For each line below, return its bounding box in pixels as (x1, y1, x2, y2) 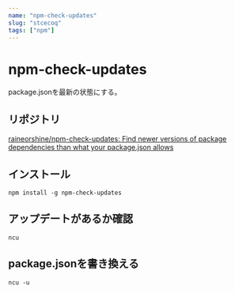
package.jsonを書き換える (8, 257, 139, 271)
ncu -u (8, 278, 30, 287)
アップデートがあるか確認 (8, 212, 133, 226)
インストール (8, 167, 71, 181)
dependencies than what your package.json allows (8, 143, 174, 152)
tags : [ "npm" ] (8, 26, 55, 34)
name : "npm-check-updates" (8, 11, 97, 20)
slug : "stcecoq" (8, 19, 62, 27)
